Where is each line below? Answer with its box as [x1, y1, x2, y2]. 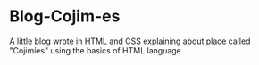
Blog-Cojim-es [9, 6, 121, 27]
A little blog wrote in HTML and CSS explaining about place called [9, 36, 251, 46]
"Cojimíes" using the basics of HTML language [9, 45, 181, 55]
